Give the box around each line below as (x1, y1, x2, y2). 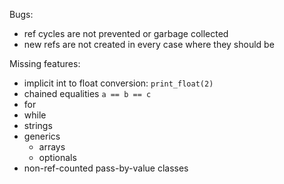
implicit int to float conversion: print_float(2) (23, 77, 214, 89)
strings (23, 120, 53, 131)
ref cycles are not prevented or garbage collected (23, 28, 229, 39)
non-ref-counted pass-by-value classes (23, 162, 189, 174)
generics (23, 130, 61, 142)
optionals (38, 152, 77, 163)
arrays (38, 141, 66, 153)
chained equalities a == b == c (23, 88, 152, 99)
